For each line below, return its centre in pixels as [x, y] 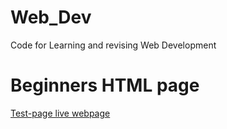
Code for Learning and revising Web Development [113, 45]
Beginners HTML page [105, 85]
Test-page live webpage [60, 113]
